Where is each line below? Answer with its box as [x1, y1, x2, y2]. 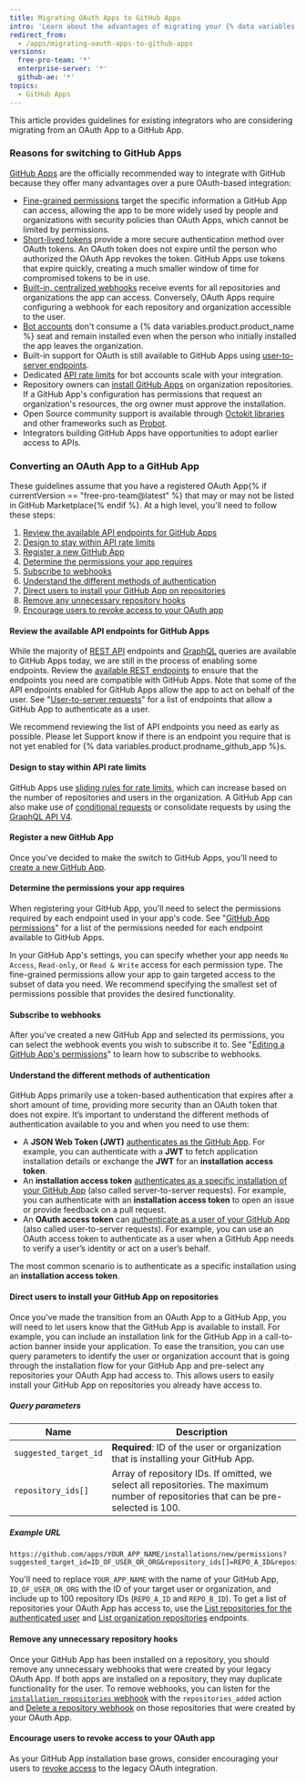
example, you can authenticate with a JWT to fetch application [22, 1146, 259, 1157]
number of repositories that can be [111, 1491, 260, 1503]
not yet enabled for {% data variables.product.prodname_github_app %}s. [9, 741, 287, 752]
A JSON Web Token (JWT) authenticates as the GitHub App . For [22, 1136, 266, 1148]
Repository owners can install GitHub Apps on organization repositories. [22, 379, 293, 390]
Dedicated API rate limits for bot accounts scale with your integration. [22, 369, 284, 380]
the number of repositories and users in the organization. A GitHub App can [9, 792, 293, 803]
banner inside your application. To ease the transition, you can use [35, 1340, 285, 1351]
